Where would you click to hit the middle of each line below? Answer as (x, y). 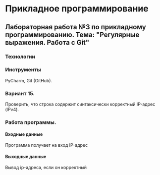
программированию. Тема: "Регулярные (72, 34)
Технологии (20, 57)
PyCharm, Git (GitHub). (29, 80)
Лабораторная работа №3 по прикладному (76, 27)
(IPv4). (12, 110)
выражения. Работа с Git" (47, 42)
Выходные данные (26, 156)
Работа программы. (31, 122)
